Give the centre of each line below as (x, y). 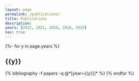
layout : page (18, 10)
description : (18, 23)
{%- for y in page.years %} (32, 46)
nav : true (15, 32)
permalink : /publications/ (33, 14)
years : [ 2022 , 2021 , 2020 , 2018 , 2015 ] (46, 28)
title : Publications (26, 19)
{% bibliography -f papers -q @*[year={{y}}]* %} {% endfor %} (70, 73)
